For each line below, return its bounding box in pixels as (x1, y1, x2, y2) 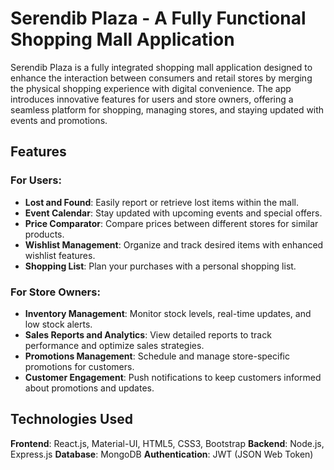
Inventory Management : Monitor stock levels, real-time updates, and (24, 307, 312, 319)
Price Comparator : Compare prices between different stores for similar (24, 217, 319, 229)
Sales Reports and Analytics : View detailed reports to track (24, 328, 272, 341)
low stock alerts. (24, 318, 93, 330)
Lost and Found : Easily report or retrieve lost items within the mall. (24, 196, 299, 208)
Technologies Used (10, 411, 133, 428)
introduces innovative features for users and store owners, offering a (10, 93, 294, 105)
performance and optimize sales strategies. (24, 339, 205, 351)
